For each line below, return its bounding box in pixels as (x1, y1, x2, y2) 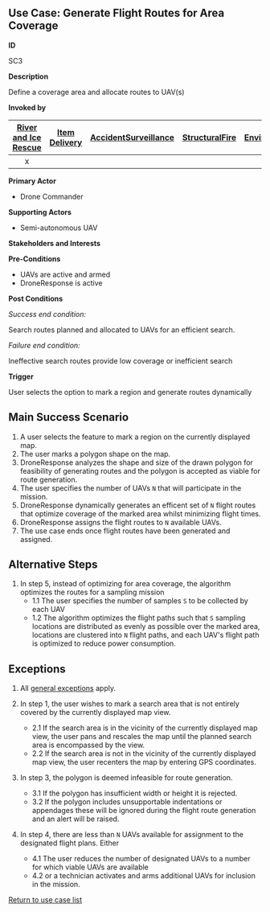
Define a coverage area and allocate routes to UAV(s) (8, 87, 185, 97)
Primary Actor (8, 176, 56, 186)
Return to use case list (8, 895, 83, 905)
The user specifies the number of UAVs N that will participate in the (19, 483, 242, 493)
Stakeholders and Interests (8, 238, 101, 248)
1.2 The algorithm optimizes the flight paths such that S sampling (31, 613, 246, 622)
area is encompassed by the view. (31, 740, 145, 750)
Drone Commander (19, 191, 84, 201)
